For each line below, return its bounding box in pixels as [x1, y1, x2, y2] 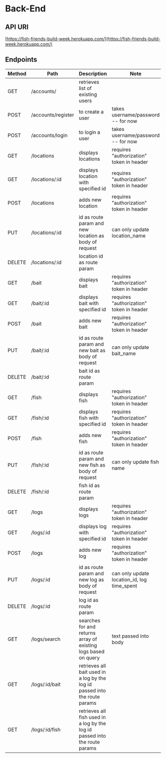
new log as [79, 576, 104, 583]
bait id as [79, 367, 100, 374]
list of [79, 85, 92, 92]
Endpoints [5, 56, 38, 64]
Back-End [5, 3, 46, 14]
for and [79, 623, 96, 630]
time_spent [112, 582, 137, 589]
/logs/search [31, 636, 61, 642]
